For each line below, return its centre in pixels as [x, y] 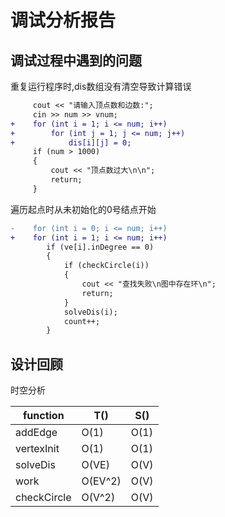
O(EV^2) [101, 481]
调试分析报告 [63, 20]
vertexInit [37, 449]
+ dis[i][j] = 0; [71, 142]
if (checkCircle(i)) [106, 266]
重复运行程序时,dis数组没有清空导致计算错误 [101, 86]
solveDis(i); [90, 312]
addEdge [36, 433]
